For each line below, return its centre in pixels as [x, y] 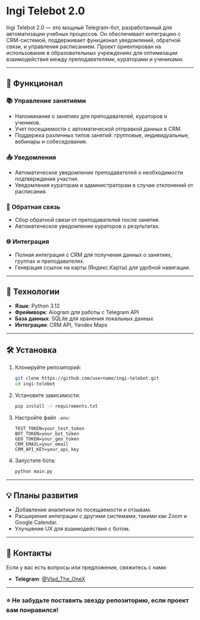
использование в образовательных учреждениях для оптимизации [92, 52]
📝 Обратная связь [33, 207]
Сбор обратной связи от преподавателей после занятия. [87, 220]
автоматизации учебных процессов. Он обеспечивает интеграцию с [94, 33]
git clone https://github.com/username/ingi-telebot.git [87, 379]
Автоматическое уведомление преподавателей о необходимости [99, 172]
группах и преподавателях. [50, 261]
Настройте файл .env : [42, 417]
